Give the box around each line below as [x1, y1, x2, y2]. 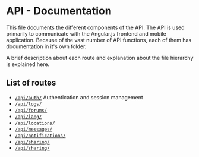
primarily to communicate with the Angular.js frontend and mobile [6, 30, 166, 37]
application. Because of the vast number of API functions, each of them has [6, 36, 192, 43]
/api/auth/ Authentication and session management [14, 93, 144, 101]
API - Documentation [6, 4, 112, 18]
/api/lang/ [14, 114, 42, 120]
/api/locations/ [14, 120, 55, 126]
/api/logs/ [14, 101, 42, 107]
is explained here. [6, 61, 50, 68]
